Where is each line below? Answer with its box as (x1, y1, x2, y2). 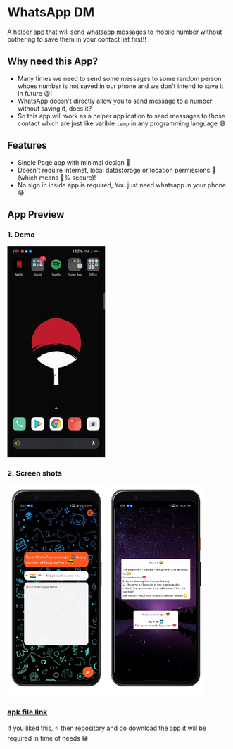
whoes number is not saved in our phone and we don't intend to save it (17, 82, 224, 90)
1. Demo (7, 230, 35, 240)
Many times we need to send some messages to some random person (17, 74, 222, 82)
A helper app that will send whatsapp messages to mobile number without (7, 27, 222, 36)
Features (7, 140, 47, 151)
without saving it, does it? (17, 104, 92, 113)
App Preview (7, 209, 65, 221)
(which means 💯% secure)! (17, 173, 96, 182)
